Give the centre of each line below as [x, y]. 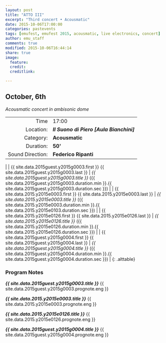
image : [12, 57]
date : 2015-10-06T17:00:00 [34, 24]
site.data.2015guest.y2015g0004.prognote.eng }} [57, 335]
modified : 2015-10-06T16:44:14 [38, 48]
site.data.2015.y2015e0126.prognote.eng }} [50, 320]
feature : [19, 62]
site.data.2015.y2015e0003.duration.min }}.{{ [53, 205]
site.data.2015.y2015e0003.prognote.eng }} [51, 304]
